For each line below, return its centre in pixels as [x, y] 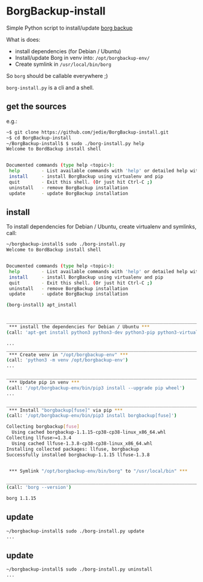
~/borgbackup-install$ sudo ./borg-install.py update [76, 531]
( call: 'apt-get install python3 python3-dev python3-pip [81, 332]
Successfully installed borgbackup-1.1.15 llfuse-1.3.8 [78, 454]
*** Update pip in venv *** [44, 383]
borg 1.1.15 [21, 499]
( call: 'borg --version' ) [39, 488]
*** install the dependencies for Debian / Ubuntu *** [79, 327]
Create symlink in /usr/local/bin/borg [63, 64]
